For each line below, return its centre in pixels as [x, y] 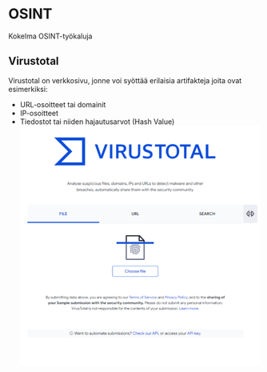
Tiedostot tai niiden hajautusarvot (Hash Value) [97, 122]
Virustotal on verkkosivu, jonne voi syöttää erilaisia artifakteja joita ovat [125, 80]
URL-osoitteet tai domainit [63, 104]
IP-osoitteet [39, 113]
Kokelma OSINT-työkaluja [50, 36]
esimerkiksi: [28, 89]
